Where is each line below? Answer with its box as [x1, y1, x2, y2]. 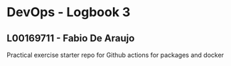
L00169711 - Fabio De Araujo [6, 32, 135, 44]
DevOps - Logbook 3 [6, 4, 131, 20]
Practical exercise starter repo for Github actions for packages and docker [6, 51, 225, 59]
